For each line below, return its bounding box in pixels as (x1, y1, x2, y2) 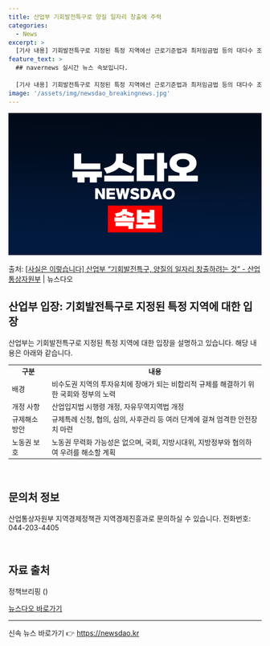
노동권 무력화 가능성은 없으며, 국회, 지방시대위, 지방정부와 (51, 437, 231, 447)
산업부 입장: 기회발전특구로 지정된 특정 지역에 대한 (8, 300, 241, 313)
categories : (8, 21, 48, 30)
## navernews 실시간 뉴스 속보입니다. (15, 64, 129, 72)
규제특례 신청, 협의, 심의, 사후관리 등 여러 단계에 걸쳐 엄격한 (51, 415, 237, 424)
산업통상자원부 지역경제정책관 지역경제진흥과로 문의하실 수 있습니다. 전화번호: (8, 513, 252, 523)
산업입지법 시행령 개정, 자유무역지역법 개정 (51, 402, 185, 411)
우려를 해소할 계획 (59, 447, 117, 457)
